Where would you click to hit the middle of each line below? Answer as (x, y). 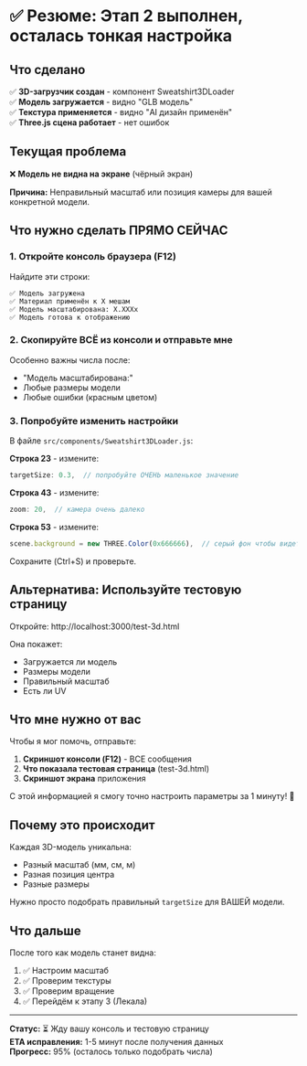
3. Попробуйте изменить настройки (94, 421)
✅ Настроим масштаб (66, 970)
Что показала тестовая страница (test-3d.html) (116, 769)
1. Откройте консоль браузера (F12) (93, 257)
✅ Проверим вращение (69, 991)
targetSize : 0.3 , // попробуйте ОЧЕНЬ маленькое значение (124, 475)
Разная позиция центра (69, 875)
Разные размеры (56, 884)
